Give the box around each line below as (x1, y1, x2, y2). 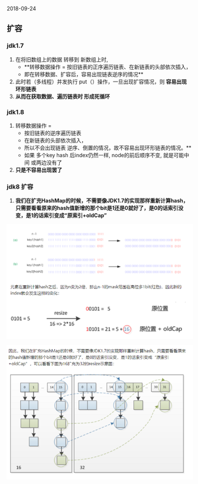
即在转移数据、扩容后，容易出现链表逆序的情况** (24, 70, 144, 77)
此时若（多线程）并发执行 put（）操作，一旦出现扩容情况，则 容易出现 (15, 78, 187, 85)
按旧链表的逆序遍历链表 (24, 129, 82, 137)
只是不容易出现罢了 (15, 166, 63, 173)
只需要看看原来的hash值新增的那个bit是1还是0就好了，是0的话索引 (15, 204, 178, 212)
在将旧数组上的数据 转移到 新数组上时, (15, 56, 108, 63)
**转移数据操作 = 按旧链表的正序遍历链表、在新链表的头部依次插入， (24, 63, 191, 70)
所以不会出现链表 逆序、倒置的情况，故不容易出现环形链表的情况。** (24, 144, 191, 151)
